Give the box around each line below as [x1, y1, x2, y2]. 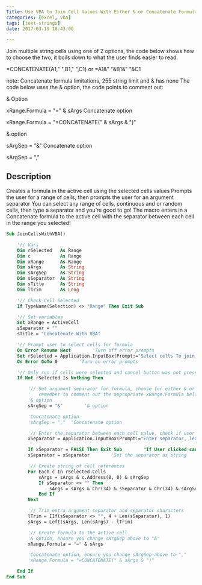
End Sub [6, 574, 26, 580]
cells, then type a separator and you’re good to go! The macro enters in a [6, 206, 188, 214]
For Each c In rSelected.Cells [28, 469, 106, 475]
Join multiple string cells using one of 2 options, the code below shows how [6, 48, 194, 55]
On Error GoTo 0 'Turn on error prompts [17, 358, 138, 365]
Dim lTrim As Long [17, 286, 79, 292]
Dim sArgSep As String [17, 270, 85, 276]
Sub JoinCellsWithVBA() [6, 231, 66, 237]
